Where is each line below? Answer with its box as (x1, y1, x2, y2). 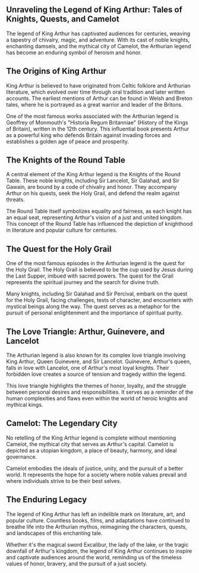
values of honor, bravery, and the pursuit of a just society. (6, 560, 147, 567)
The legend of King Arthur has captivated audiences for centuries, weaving (6, 30, 191, 37)
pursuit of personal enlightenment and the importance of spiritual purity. (6, 309, 183, 316)
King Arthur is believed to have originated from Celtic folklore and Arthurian (6, 82, 191, 89)
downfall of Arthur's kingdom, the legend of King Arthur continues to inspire (6, 547, 192, 555)
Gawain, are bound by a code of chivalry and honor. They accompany (6, 183, 177, 191)
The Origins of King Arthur (6, 66, 107, 76)
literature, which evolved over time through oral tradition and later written (6, 88, 185, 95)
